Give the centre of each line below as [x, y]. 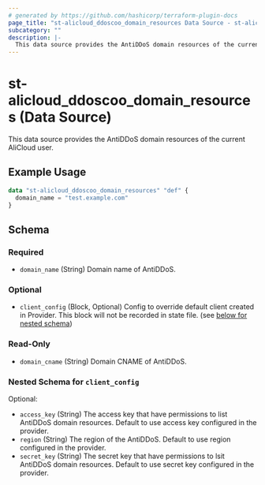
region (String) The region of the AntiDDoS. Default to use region [125, 439]
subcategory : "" [35, 30]
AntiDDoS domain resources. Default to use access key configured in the [138, 423]
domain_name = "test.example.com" [72, 198]
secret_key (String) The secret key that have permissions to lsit [122, 456]
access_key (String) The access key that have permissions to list [123, 414]
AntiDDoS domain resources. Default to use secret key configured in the [137, 464]
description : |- [35, 37]
